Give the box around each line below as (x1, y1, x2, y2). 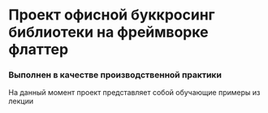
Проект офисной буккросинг (8, 6, 215, 24)
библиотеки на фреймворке (8, 23, 209, 41)
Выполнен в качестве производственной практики (8, 69, 222, 80)
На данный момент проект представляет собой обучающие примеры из (8, 88, 261, 98)
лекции (8, 96, 34, 106)
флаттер (8, 41, 69, 59)
